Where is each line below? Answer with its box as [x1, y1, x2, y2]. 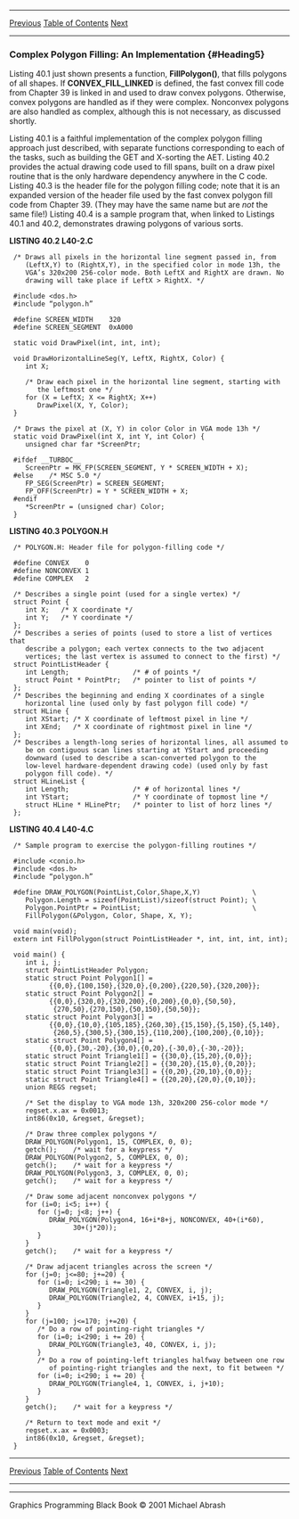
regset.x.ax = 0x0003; [25, 1426, 109, 1435]
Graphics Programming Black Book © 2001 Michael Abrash [9, 1499, 226, 1511]
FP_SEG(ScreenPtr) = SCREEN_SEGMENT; [25, 479, 166, 489]
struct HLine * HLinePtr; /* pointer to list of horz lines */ [25, 801, 273, 809]
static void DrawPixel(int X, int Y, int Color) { [12, 432, 205, 441]
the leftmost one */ [36, 385, 114, 395]
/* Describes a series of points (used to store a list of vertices [12, 629, 273, 638]
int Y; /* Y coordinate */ [25, 613, 133, 622]
